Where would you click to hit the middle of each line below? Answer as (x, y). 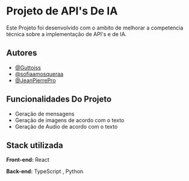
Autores (22, 53)
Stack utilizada (35, 145)
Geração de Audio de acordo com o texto (66, 126)
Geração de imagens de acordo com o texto (70, 120)
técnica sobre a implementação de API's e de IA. (67, 34)
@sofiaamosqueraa (39, 74)
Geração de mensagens (45, 114)
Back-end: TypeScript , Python (45, 171)
